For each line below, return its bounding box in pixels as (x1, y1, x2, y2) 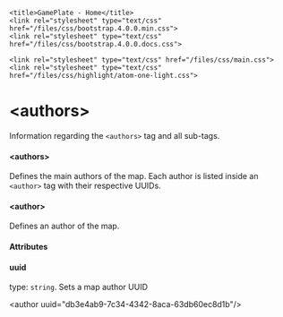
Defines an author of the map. (9, 220, 120, 232)
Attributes (9, 241, 48, 252)
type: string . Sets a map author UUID (9, 282, 149, 293)
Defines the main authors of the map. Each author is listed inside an (9, 171, 259, 182)
